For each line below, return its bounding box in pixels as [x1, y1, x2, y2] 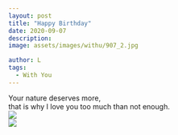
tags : [8, 63, 27, 72]
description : [8, 34, 52, 43]
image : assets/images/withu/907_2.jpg [8, 42, 139, 50]
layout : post [8, 11, 52, 20]
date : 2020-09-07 [8, 27, 67, 35]
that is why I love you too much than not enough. [8, 101, 171, 111]
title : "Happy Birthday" [8, 19, 92, 27]
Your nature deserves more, [8, 93, 101, 103]
